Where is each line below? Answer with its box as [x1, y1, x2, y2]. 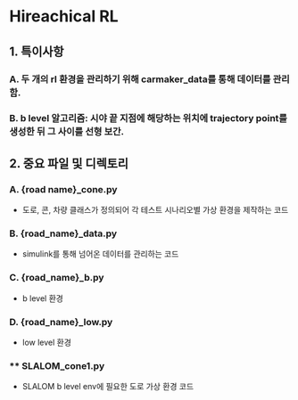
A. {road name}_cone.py [9, 183, 118, 195]
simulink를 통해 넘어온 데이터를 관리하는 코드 [21, 249, 179, 259]
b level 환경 [21, 292, 64, 304]
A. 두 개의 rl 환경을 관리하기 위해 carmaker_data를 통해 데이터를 [9, 73, 271, 86]
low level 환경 [21, 337, 71, 347]
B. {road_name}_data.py [9, 227, 118, 240]
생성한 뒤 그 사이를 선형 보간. [9, 126, 125, 138]
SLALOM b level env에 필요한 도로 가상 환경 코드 [21, 381, 195, 392]
